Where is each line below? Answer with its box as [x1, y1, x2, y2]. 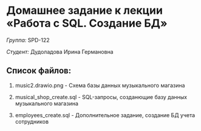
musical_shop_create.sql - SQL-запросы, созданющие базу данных [15, 93, 187, 100]
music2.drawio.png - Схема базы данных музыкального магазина [15, 81, 185, 89]
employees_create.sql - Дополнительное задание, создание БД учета [15, 111, 196, 118]
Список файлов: [6, 66, 72, 76]
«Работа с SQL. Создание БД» [6, 16, 168, 30]
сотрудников [15, 118, 49, 125]
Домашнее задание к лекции [6, 4, 163, 18]
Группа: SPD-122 [6, 36, 50, 43]
